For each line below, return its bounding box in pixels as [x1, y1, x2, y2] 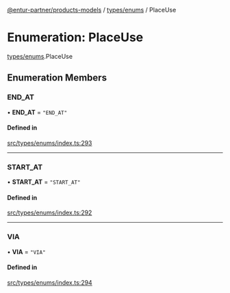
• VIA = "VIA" [7, 247, 46, 255]
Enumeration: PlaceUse [7, 30, 144, 45]
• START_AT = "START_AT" [7, 178, 81, 186]
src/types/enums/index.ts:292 [7, 208, 92, 217]
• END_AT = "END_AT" [7, 108, 68, 116]
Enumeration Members [7, 72, 107, 84]
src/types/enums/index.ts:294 [7, 278, 92, 286]
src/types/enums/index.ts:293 [7, 139, 92, 147]
